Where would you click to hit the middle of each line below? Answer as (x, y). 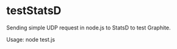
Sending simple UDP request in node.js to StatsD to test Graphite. (88, 28)
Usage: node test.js (31, 39)
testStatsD (34, 11)
